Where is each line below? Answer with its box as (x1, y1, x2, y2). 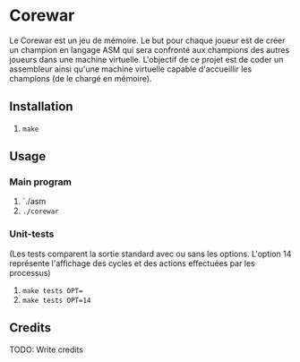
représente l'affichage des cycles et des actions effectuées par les (9, 257, 255, 269)
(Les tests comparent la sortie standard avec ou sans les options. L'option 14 (9, 248, 292, 259)
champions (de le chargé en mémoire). (9, 73, 152, 83)
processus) (9, 267, 51, 278)
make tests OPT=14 (21, 296, 91, 305)
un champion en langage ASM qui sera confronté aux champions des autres (9, 44, 290, 55)
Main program (9, 176, 73, 188)
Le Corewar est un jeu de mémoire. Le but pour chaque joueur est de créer (9, 35, 286, 46)
